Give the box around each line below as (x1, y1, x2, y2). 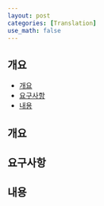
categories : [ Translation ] (7, 19, 97, 27)
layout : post (7, 11, 51, 20)
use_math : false (7, 26, 61, 34)
